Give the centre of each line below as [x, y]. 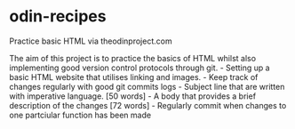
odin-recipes [58, 16]
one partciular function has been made [80, 115]
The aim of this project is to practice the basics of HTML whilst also [132, 58]
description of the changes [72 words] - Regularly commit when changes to [148, 105]
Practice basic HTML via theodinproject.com [91, 41]
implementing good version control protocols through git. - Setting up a [140, 68]
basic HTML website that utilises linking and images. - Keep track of [134, 77]
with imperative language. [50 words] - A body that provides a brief [132, 96]
